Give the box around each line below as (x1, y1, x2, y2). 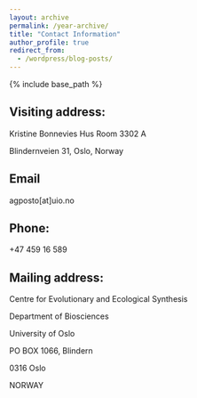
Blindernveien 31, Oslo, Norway (9, 145, 124, 156)
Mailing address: (9, 270, 104, 285)
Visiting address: (9, 104, 106, 120)
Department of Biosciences (9, 311, 109, 321)
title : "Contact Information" (9, 29, 122, 38)
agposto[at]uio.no (9, 195, 75, 206)
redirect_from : (9, 46, 66, 55)
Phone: (9, 221, 51, 236)
